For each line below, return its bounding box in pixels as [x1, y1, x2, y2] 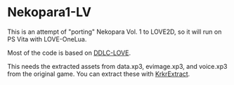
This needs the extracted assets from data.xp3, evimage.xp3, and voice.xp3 [7, 62, 228, 70]
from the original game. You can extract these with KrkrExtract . [7, 70, 190, 78]
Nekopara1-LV [7, 4, 91, 20]
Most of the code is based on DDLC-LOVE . [7, 48, 131, 57]
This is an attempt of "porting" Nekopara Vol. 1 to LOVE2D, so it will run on [7, 27, 222, 36]
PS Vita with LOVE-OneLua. [7, 34, 87, 43]
